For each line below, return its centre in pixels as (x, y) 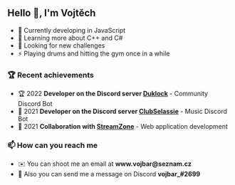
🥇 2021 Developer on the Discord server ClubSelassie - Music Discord (122, 112)
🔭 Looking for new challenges (61, 45)
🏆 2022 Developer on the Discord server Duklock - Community (113, 94)
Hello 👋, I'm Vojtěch (52, 13)
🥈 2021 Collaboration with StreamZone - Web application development (122, 127)
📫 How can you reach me (53, 145)
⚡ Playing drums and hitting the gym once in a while (94, 53)
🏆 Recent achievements (51, 75)
